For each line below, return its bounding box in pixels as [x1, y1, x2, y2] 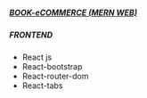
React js [21, 52, 53, 62]
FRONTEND [9, 29, 53, 40]
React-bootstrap [21, 61, 83, 72]
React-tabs [21, 80, 63, 91]
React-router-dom [21, 71, 89, 82]
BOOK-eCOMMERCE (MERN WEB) [9, 7, 138, 18]
